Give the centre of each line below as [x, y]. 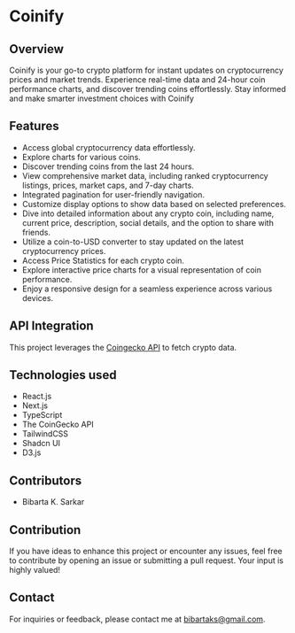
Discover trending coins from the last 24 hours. [108, 166]
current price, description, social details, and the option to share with [148, 222]
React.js [37, 397]
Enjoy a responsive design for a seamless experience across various [147, 289]
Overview [37, 49]
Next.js [35, 405]
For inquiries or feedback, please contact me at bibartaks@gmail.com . [137, 619]
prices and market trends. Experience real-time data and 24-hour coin [137, 80]
